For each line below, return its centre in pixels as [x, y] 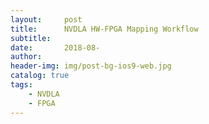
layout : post [46, 19]
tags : [21, 85]
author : [26, 57]
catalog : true [40, 76]
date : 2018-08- [55, 47]
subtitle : [31, 38]
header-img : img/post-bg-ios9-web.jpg [91, 66]
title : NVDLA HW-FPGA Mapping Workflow [104, 29]
